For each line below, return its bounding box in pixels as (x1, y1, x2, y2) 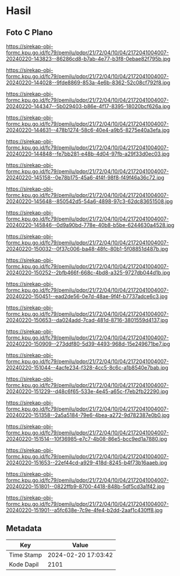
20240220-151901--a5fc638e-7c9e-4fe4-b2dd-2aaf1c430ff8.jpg (6, 507, 163, 513)
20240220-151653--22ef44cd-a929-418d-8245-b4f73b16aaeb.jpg (6, 459, 168, 466)
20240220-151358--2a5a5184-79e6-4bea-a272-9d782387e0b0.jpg (6, 412, 170, 419)
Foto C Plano (6, 27, 53, 37)
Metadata (6, 523, 42, 533)
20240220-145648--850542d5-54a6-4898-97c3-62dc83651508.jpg (6, 198, 173, 205)
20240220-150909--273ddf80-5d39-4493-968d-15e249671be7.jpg (6, 340, 171, 347)
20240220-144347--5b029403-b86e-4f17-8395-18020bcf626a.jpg (6, 103, 171, 109)
